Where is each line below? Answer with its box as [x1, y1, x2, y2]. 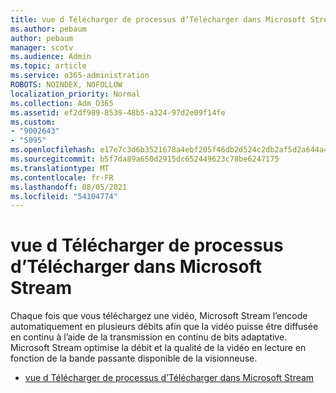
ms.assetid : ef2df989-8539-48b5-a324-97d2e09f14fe [10, 107, 226, 118]
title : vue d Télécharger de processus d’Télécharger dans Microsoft [10, 14, 307, 25]
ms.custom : [10, 117, 56, 127]
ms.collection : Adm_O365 [10, 98, 114, 108]
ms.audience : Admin [10, 52, 92, 62]
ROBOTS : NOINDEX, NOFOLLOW [10, 80, 123, 90]
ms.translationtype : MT [10, 163, 110, 173]
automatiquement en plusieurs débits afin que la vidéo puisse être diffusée [10, 321, 319, 333]
